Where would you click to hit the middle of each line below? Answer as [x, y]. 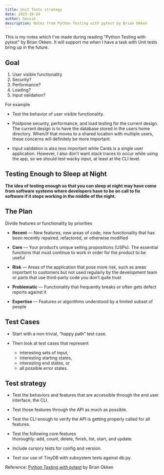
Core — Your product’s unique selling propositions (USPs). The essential [85, 247]
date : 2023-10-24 [23, 14]
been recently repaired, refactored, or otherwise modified [70, 238]
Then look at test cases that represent [50, 343]
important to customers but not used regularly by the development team [85, 272]
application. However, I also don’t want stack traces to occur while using [85, 153]
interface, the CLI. [30, 400]
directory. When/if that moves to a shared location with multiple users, [83, 134]
